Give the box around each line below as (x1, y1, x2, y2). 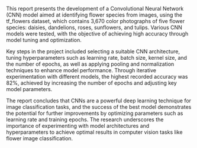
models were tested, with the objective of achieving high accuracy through (6, 30, 189, 37)
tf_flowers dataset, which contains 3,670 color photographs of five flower (6, 18, 185, 24)
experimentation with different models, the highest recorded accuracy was (6, 73, 188, 80)
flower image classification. (6, 135, 73, 141)
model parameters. (6, 86, 53, 92)
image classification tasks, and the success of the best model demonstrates (6, 104, 192, 110)
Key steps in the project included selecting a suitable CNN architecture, (6, 48, 180, 55)
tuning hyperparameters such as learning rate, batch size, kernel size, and (6, 54, 188, 61)
